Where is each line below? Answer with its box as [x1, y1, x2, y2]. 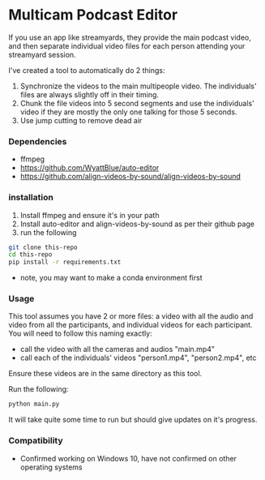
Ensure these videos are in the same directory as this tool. [8, 369, 203, 379]
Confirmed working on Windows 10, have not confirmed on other [19, 453, 237, 463]
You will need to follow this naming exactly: [8, 328, 152, 338]
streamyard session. [8, 49, 76, 59]
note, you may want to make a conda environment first [19, 273, 203, 283]
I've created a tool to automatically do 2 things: [8, 65, 165, 75]
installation [8, 192, 54, 204]
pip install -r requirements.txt [8, 258, 122, 267]
